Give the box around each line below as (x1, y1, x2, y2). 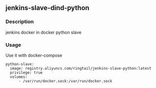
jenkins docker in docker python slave (5, 29, 82, 35)
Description (5, 18, 34, 25)
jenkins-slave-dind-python (5, 4, 89, 12)
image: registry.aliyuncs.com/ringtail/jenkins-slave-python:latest (10, 66, 152, 71)
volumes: (10, 74, 28, 79)
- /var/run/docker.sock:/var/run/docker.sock (18, 78, 112, 84)
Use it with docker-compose (5, 52, 63, 58)
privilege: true (10, 70, 43, 75)
